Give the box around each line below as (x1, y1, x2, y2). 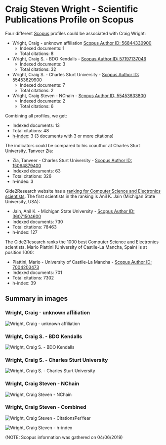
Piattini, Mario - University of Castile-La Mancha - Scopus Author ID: (12, 259, 152, 265)
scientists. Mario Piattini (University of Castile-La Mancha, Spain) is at (5, 244, 147, 250)
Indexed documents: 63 (12, 167, 61, 174)
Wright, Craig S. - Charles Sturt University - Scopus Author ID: (12, 71, 139, 77)
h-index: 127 (12, 229, 38, 235)
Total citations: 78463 (12, 224, 57, 230)
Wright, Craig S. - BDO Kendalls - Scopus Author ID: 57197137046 (12, 56, 147, 61)
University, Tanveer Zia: (5, 148, 53, 154)
